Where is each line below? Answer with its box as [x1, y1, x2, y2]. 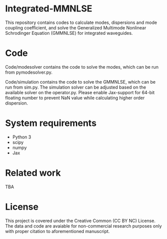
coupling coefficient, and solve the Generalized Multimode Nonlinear [5, 24, 147, 30]
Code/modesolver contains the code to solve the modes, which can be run [5, 64, 159, 70]
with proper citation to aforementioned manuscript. [5, 228, 110, 234]
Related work [5, 167, 61, 178]
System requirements [5, 118, 97, 129]
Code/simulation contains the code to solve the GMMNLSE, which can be [5, 79, 156, 85]
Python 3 [12, 134, 31, 140]
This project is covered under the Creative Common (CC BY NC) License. [5, 218, 156, 224]
